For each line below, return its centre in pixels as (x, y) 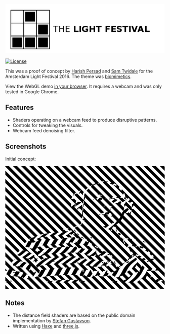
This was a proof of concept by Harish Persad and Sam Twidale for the (79, 71)
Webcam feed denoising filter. (44, 130)
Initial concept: (21, 159)
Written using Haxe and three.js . (46, 326)
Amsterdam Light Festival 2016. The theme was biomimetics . (69, 77)
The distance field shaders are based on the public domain (74, 315)
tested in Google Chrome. (32, 92)
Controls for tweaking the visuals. (48, 125)
